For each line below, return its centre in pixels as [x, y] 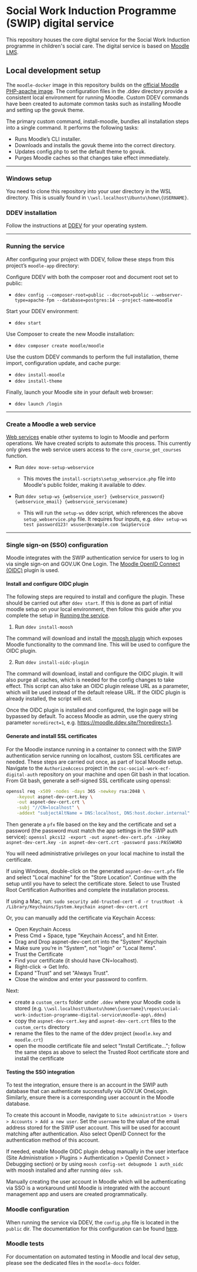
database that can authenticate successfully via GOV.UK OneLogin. [87, 1091]
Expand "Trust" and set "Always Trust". [62, 973]
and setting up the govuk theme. [45, 109]
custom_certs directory [42, 1027]
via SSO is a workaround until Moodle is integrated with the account [88, 1188]
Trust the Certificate [39, 954]
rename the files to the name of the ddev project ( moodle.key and [93, 1034]
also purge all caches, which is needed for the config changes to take [90, 680]
